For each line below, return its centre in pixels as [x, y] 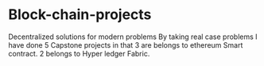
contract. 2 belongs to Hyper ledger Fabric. [79, 53]
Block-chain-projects [80, 15]
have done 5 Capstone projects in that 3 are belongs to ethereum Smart [126, 45]
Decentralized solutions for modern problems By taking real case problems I [133, 37]
